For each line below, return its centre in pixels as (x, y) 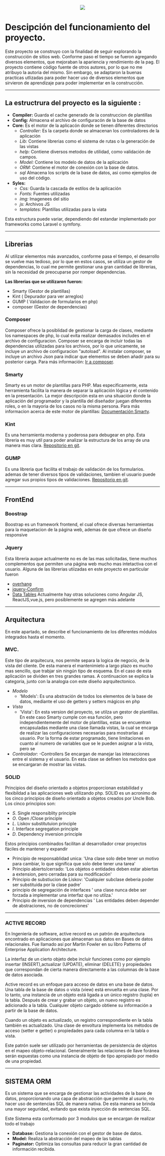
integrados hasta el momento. (35, 637)
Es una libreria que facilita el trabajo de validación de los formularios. (75, 469)
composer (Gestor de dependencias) (50, 307)
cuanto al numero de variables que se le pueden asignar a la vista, (86, 743)
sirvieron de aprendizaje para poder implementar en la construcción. (74, 83)
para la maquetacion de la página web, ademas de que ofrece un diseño (78, 530)
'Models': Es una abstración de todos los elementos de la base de (86, 696)
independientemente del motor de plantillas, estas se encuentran (85, 722)
